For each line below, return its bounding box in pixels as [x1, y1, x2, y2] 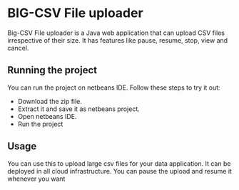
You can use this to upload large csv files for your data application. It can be [7, 159, 231, 168]
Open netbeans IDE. [17, 112, 77, 120]
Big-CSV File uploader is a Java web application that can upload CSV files [7, 28, 225, 37]
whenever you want [7, 174, 66, 183]
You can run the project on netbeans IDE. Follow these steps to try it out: [7, 83, 220, 92]
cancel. [7, 43, 29, 52]
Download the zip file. [17, 97, 82, 105]
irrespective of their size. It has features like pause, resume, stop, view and [7, 36, 228, 44]
